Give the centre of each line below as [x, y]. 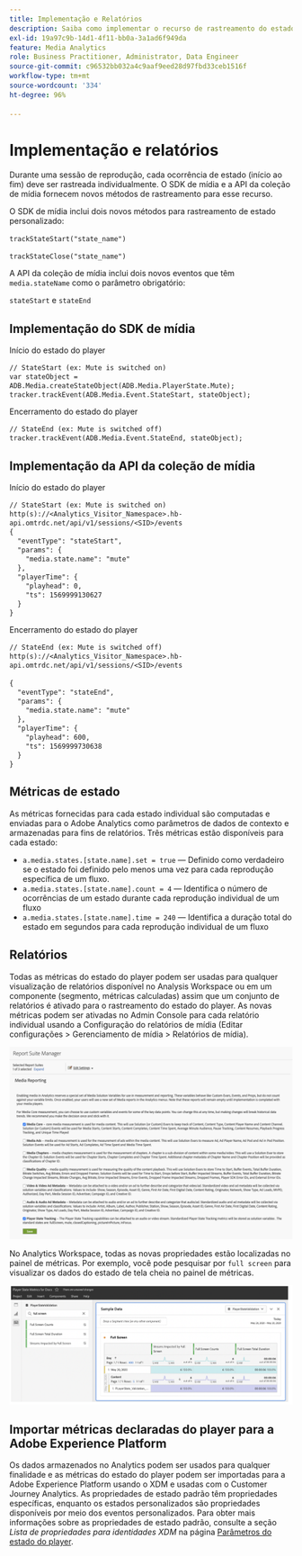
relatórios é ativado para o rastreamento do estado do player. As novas [141, 1005]
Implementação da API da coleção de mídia [133, 466]
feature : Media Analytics [58, 48]
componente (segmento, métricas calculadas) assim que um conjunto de [145, 995]
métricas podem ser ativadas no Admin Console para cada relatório [134, 1015]
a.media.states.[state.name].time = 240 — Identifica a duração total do [157, 917]
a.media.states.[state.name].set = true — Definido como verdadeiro [153, 859]
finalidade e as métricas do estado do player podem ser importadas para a [147, 1475]
